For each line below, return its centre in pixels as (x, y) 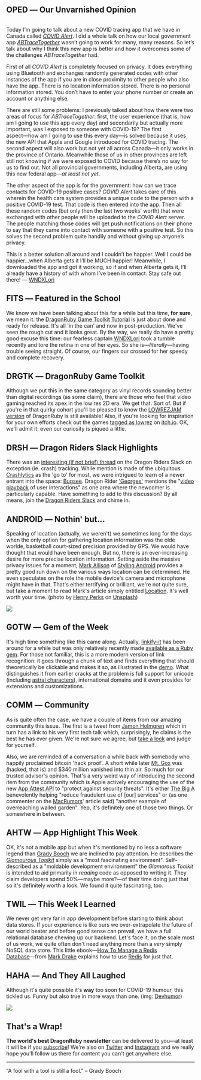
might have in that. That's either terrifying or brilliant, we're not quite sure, (97, 585)
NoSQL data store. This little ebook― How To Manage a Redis (82, 950)
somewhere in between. (36, 813)
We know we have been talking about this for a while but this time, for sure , (99, 313)
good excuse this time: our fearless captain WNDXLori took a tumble (91, 338)
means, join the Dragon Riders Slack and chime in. (68, 500)
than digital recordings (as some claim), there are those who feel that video (99, 397)
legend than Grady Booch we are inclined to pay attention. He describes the (100, 854)
